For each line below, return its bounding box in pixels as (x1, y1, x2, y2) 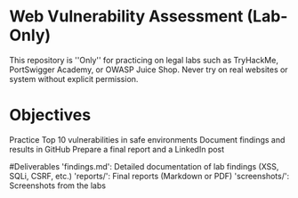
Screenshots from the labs (9, 180, 107, 191)
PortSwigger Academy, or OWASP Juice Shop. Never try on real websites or (9, 64, 288, 75)
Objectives (9, 105, 92, 126)
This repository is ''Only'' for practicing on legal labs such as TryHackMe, (9, 54, 278, 65)
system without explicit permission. (9, 73, 139, 84)
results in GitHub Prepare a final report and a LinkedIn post (9, 144, 225, 154)
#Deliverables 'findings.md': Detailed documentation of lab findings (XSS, (9, 161, 279, 171)
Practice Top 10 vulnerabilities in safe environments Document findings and (9, 134, 286, 144)
